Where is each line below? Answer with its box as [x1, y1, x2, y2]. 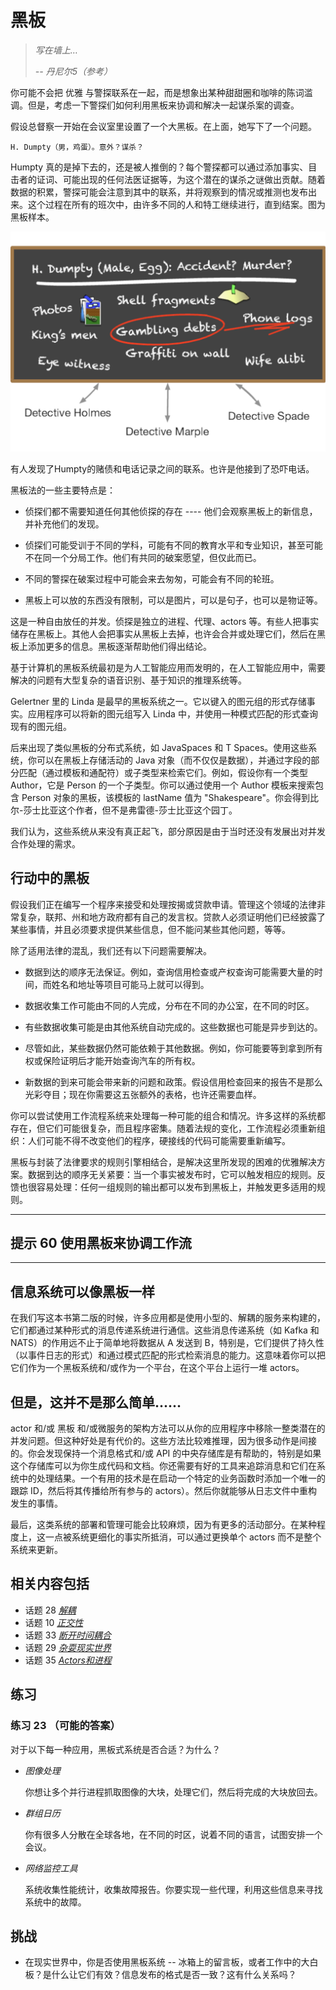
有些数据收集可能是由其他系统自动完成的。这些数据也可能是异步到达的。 [24, 1021, 323, 1033]
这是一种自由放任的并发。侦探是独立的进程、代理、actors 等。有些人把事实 [10, 615, 320, 627]
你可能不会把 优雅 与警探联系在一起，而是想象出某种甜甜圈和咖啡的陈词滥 [10, 86, 313, 98]
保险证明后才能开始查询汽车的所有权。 [42, 1054, 201, 1066]
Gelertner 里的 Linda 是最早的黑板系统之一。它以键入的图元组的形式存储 [10, 695, 307, 707]
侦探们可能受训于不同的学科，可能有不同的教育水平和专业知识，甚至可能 [24, 539, 323, 551]
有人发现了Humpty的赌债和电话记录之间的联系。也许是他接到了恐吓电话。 [10, 462, 315, 475]
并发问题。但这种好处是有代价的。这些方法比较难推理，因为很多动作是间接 [10, 1435, 317, 1447]
